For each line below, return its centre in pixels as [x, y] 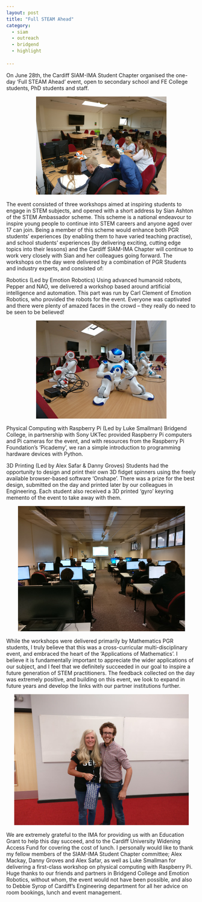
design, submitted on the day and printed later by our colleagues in [90, 484]
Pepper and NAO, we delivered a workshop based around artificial [88, 286]
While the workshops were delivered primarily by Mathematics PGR [90, 641]
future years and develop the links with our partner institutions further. [93, 685]
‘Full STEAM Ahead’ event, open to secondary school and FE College [103, 81]
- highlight [27, 51]
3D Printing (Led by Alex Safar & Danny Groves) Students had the [87, 465]
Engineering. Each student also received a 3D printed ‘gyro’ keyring [90, 491]
